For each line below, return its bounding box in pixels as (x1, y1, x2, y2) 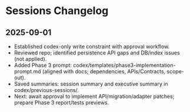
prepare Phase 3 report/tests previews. (14, 99, 109, 106)
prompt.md (14, 68, 42, 74)
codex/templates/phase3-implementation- (72, 62, 176, 69)
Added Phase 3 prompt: (14, 62, 72, 69)
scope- (166, 68, 185, 74)
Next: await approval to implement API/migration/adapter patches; (14, 93, 175, 100)
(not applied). (14, 56, 47, 62)
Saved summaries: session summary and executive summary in (14, 80, 168, 87)
